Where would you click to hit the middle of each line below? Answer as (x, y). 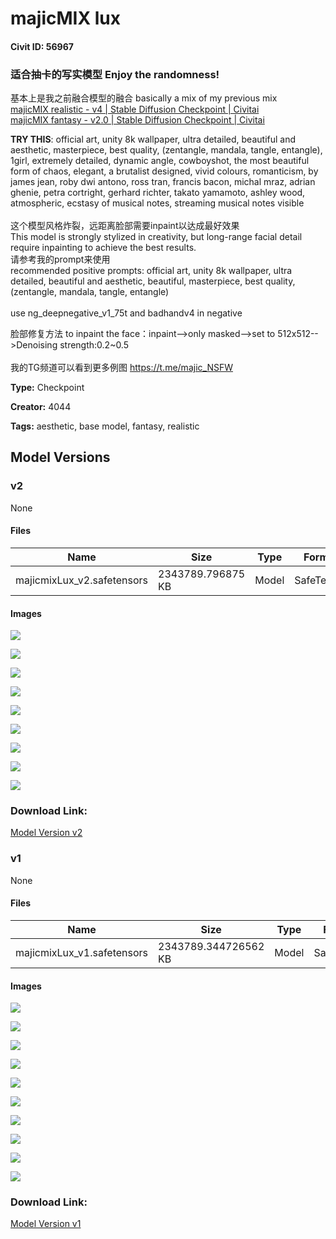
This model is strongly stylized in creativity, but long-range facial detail (156, 237)
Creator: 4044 (41, 407)
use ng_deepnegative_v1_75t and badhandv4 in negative (126, 313)
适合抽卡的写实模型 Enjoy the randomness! (115, 74)
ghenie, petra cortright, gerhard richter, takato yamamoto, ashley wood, (158, 193)
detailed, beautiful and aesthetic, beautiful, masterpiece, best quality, (153, 281)
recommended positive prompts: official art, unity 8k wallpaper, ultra (151, 271)
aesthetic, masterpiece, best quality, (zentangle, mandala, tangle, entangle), (166, 150)
